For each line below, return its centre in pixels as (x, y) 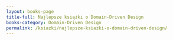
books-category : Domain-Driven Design (54, 22)
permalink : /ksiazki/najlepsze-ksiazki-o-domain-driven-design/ (87, 28)
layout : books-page (30, 11)
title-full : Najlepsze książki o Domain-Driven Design (75, 17)
